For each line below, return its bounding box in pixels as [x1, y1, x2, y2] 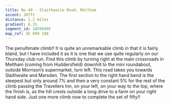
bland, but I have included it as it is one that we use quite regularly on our [5, 50, 159, 57]
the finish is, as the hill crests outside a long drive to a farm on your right [5, 89, 156, 94]
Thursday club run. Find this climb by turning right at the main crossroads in [5, 56, 164, 62]
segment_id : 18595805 [5, 27, 51, 32]
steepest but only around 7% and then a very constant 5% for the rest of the [5, 77, 165, 84]
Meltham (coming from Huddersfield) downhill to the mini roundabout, [5, 62, 152, 67]
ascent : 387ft [5, 12, 36, 17]
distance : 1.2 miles [5, 17, 49, 22]
